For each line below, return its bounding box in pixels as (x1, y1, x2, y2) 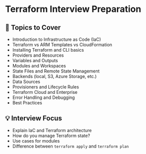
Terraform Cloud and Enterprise (12, 89, 78, 95)
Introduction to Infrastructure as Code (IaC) (12, 36, 101, 42)
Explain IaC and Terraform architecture (12, 127, 92, 133)
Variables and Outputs (12, 58, 58, 63)
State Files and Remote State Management (12, 68, 100, 74)
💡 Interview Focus (5, 114, 62, 123)
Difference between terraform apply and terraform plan (12, 143, 129, 149)
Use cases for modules (12, 138, 60, 144)
